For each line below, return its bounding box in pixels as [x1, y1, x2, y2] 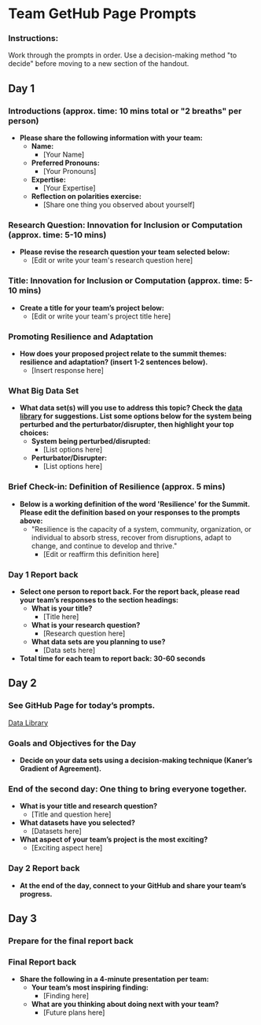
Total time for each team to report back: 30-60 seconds [19, 654, 206, 663]
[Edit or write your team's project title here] [31, 312, 171, 321]
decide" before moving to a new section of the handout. [8, 59, 189, 68]
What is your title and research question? [19, 802, 158, 811]
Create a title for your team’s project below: [19, 303, 165, 312]
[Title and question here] [31, 809, 112, 819]
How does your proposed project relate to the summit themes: [19, 349, 227, 359]
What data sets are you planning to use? [31, 636, 166, 646]
